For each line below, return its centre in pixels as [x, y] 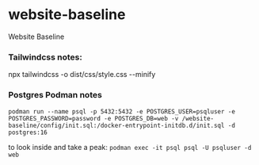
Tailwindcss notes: [46, 57]
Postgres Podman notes [55, 95]
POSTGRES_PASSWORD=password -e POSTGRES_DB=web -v [93, 118]
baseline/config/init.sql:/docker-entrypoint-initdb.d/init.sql [116, 125]
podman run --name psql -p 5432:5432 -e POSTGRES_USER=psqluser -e [122, 111]
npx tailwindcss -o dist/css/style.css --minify [82, 75]
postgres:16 [28, 132]
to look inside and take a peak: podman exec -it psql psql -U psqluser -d [130, 147]
